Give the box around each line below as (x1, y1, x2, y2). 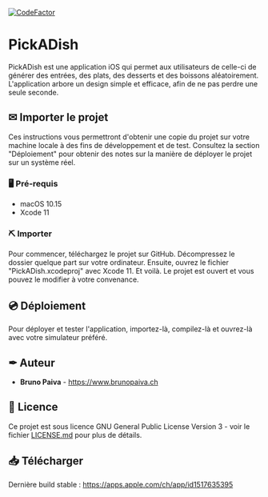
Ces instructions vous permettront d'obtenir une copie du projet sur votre (8, 132, 250, 142)
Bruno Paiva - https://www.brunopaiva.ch (19, 377, 158, 387)
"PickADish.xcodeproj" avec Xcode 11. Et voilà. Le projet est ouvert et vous (8, 267, 254, 276)
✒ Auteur (8, 356, 55, 370)
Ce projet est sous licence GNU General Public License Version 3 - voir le (8, 421, 250, 431)
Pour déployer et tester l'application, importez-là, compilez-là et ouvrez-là (8, 324, 253, 334)
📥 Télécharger (8, 455, 84, 468)
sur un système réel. (8, 157, 76, 167)
